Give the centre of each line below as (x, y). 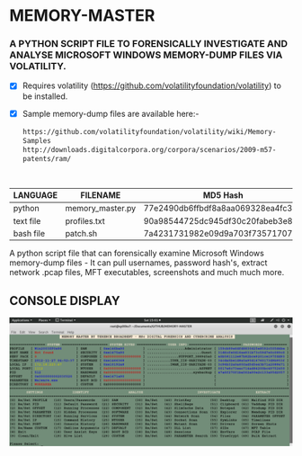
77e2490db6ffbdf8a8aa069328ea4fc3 (218, 209)
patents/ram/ (47, 158)
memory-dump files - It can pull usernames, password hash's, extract (138, 263)
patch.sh (81, 233)
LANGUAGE (36, 195)
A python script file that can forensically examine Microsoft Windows (137, 254)
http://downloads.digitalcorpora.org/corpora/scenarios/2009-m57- (149, 149)
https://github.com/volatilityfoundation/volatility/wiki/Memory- (149, 131)
